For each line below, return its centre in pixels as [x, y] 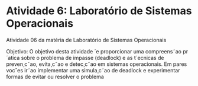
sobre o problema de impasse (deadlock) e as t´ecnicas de [92, 58]
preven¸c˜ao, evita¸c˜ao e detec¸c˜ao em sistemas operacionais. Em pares [97, 64]
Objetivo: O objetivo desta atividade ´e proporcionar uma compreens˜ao [94, 51]
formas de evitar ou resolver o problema [55, 77]
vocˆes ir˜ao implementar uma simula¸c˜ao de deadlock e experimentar [93, 70]
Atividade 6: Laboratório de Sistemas [99, 11]
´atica [13, 58]
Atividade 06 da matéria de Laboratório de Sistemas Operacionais [86, 40]
